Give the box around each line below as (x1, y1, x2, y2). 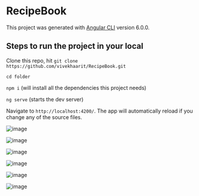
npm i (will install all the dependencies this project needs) (6, 84, 147, 91)
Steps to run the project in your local (6, 41, 144, 51)
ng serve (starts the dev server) (6, 95, 84, 102)
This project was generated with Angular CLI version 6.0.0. (6, 24, 150, 31)
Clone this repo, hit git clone (6, 57, 78, 64)
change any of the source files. (6, 113, 83, 120)
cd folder (6, 73, 31, 80)
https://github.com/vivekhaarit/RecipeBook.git (6, 63, 127, 69)
